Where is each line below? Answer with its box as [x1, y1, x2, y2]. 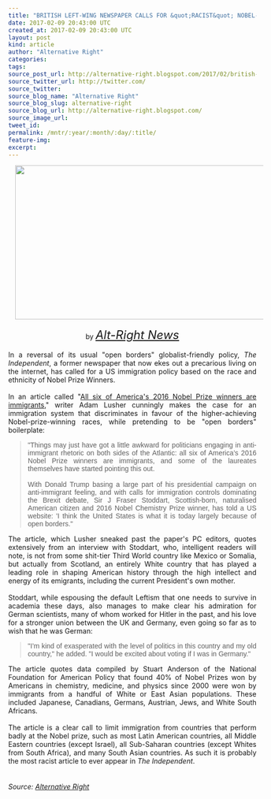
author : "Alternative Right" [8, 48, 104, 56]
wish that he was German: [8, 626, 93, 636]
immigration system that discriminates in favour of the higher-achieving [8, 409, 257, 418]
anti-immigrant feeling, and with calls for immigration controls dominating [27, 488, 257, 497]
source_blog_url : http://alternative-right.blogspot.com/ [8, 107, 202, 115]
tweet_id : [8, 121, 41, 129]
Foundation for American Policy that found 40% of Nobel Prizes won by [8, 673, 257, 682]
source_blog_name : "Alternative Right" [8, 92, 139, 100]
